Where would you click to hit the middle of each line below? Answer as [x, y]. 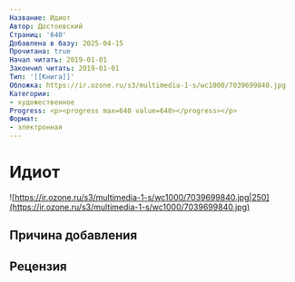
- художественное [42, 102]
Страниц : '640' [38, 34]
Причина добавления [74, 235]
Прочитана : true [40, 52]
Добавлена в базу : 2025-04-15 [67, 43]
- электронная [36, 128]
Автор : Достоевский [46, 26]
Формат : [24, 119]
